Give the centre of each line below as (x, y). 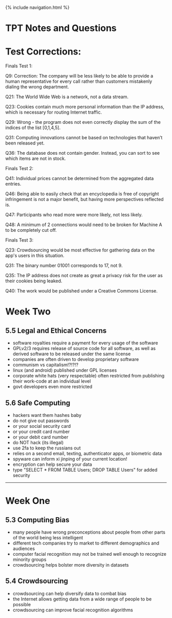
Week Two (28, 312)
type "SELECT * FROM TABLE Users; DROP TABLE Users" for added (85, 469)
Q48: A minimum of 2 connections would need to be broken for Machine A (84, 225)
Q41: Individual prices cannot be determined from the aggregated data (80, 178)
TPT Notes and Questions (61, 28)
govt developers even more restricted (52, 387)
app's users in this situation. (35, 256)
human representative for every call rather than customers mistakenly (79, 81)
